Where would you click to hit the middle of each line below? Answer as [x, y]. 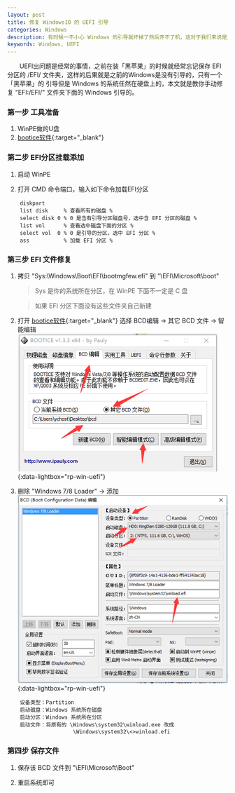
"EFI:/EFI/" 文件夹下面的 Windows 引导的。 [77, 93]
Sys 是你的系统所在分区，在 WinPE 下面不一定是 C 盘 [111, 291]
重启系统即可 [36, 782]
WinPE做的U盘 [38, 129]
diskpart [33, 203]
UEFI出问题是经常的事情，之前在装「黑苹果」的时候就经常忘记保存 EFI [120, 66]
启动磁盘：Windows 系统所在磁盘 [61, 710]
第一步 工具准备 [33, 112]
